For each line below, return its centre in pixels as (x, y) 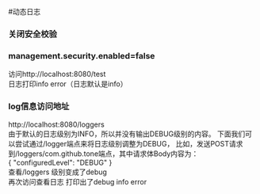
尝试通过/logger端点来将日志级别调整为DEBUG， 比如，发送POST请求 (129, 143)
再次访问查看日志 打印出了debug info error (78, 181)
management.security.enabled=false (82, 55)
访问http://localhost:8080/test (57, 74)
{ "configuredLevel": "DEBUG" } (60, 162)
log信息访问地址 (39, 107)
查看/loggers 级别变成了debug (57, 172)
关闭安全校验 (33, 34)
